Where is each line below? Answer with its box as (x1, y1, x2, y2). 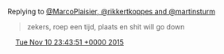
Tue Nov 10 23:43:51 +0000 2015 (14, 37, 125, 47)
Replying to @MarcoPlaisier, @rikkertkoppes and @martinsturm (7, 7, 216, 16)
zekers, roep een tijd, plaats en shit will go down (26, 22, 185, 31)
